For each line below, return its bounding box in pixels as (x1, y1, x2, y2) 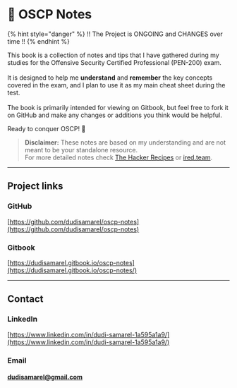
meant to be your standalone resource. (24, 145, 138, 154)
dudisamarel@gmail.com (7, 373, 83, 382)
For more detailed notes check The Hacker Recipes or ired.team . (24, 153, 213, 162)
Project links (7, 180, 63, 193)
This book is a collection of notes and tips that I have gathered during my (7, 51, 220, 59)
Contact (7, 293, 44, 305)
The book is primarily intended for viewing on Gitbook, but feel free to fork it (7, 103, 229, 111)
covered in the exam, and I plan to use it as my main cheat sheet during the (7, 80, 226, 89)
